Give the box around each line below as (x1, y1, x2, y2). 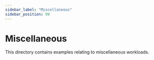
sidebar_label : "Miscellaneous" (5, 7, 72, 12)
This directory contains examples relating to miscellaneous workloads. (5, 49, 150, 55)
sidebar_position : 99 (5, 12, 50, 17)
